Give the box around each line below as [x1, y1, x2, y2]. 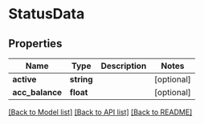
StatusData [8, 5, 85, 23]
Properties [8, 37, 63, 50]
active [12, 74, 37, 85]
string [69, 74, 94, 85]
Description [100, 61, 147, 71]
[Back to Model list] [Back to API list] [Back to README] [8, 107, 193, 117]
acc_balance [12, 87, 63, 98]
